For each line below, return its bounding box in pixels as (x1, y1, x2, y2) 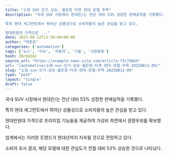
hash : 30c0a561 (5, 53, 37, 58)
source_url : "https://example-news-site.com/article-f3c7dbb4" (5, 58, 141, 63)
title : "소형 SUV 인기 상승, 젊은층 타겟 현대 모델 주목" (5, 7, 112, 13)
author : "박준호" (5, 40, 39, 45)
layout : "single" (5, 77, 42, 82)
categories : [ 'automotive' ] (5, 44, 64, 49)
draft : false (5, 82, 33, 87)
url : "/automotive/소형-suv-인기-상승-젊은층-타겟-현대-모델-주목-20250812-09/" (5, 63, 161, 68)
